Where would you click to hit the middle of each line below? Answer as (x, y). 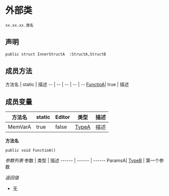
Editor (63, 117)
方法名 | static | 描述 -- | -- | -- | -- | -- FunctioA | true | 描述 (67, 84)
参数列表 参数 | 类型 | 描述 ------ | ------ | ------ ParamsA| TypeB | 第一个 (82, 160)
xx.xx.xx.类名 (20, 25)
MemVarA (20, 127)
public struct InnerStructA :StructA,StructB (56, 54)
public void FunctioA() (31, 151)
